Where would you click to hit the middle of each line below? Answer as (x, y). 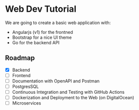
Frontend (21, 75)
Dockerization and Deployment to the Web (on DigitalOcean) (73, 98)
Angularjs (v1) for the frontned (43, 32)
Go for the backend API (36, 42)
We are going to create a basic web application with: (58, 23)
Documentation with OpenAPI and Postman (56, 81)
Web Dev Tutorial (41, 9)
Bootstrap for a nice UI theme (42, 37)
